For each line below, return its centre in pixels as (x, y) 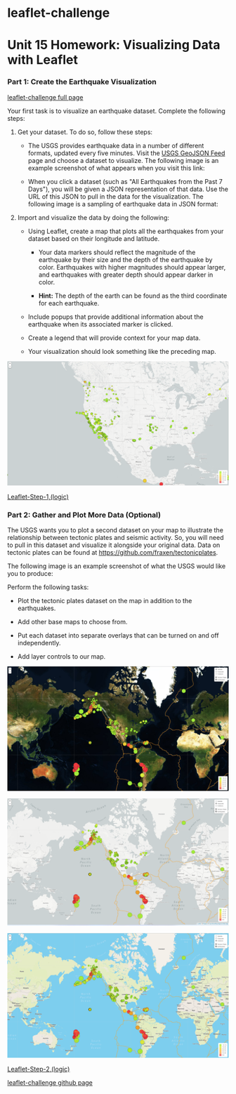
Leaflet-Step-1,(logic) (38, 497)
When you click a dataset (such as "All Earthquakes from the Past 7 (125, 181)
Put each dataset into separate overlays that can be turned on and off (118, 635)
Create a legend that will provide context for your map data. (114, 338)
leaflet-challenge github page (50, 1082)
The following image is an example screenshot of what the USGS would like (117, 566)
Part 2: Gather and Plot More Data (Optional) (84, 515)
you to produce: (31, 574)
